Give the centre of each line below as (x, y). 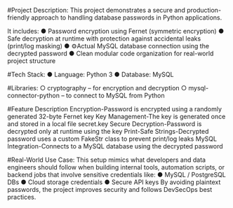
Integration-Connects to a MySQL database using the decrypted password (115, 146)
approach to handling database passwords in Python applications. (127, 18)
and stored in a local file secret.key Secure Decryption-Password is (105, 124)
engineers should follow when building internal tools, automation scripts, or (116, 167)
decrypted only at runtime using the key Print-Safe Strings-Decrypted (108, 131)
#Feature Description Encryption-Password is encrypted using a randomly (115, 109)
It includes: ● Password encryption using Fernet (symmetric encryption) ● (116, 31)
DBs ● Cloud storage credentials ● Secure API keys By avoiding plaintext (114, 182)
